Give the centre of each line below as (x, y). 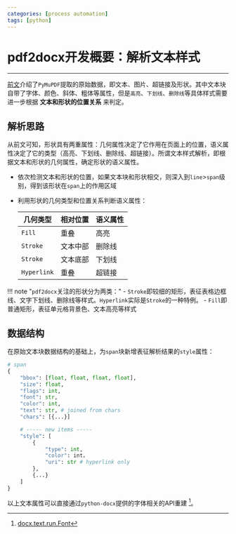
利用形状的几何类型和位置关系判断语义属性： (82, 201)
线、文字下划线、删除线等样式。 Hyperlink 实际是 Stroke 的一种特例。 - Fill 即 (117, 300)
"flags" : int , (40, 391)
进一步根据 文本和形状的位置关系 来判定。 (67, 102)
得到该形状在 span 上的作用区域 (73, 186)
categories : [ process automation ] (58, 14)
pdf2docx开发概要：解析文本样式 (104, 57)
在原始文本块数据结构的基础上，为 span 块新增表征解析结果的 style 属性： (111, 352)
